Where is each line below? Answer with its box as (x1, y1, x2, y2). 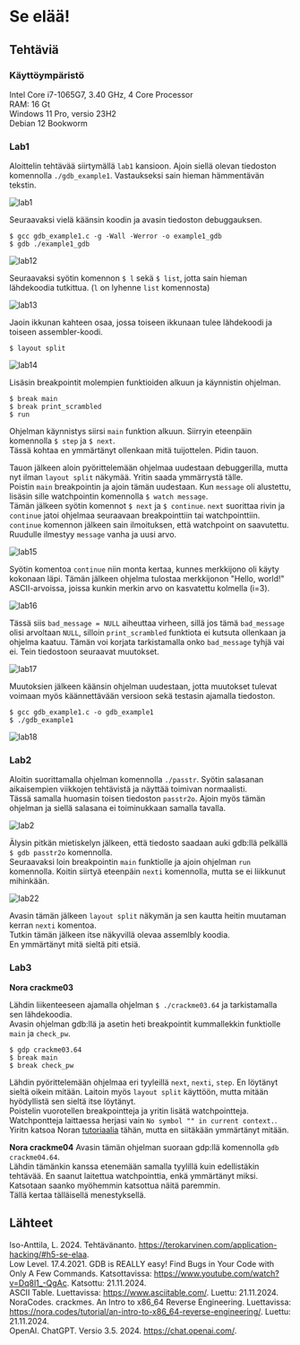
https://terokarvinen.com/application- (138, 1239, 278, 1250)
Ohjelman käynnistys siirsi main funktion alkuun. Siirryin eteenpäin (9, 426, 253, 437)
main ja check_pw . (9, 1027, 72, 1038)
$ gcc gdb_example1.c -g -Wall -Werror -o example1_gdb (9, 231, 222, 241)
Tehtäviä (9, 42, 60, 57)
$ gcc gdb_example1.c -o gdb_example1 (9, 708, 154, 717)
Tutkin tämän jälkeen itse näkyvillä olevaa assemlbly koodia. (9, 930, 230, 940)
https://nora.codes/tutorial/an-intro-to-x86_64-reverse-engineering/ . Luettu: (9, 1306, 291, 1316)
